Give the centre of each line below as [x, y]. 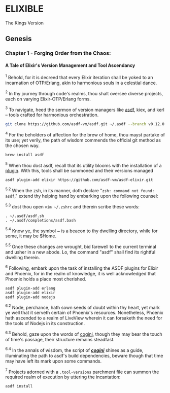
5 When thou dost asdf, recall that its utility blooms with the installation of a [83, 165]
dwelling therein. [23, 257]
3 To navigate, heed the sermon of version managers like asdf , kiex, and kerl [85, 109]
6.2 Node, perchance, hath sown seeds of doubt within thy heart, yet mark [82, 307]
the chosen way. [22, 146]
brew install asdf [25, 155]
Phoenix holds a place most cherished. [46, 279]
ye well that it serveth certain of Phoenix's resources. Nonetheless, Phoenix [84, 313]
